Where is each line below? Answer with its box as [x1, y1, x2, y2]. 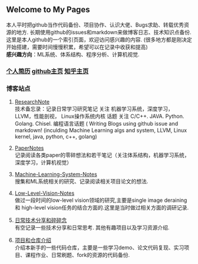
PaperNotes [14, 144, 44, 152]
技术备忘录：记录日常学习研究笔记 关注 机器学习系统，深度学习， [14, 105, 173, 112]
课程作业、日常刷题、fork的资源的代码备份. [25, 252, 130, 259]
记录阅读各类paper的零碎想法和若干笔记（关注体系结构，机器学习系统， [14, 152, 190, 159]
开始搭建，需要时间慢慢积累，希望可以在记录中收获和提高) [6, 43, 148, 50]
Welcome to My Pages [6, 5, 90, 15]
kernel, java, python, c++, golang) [14, 133, 98, 140]
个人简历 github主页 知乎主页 [6, 67, 89, 75]
